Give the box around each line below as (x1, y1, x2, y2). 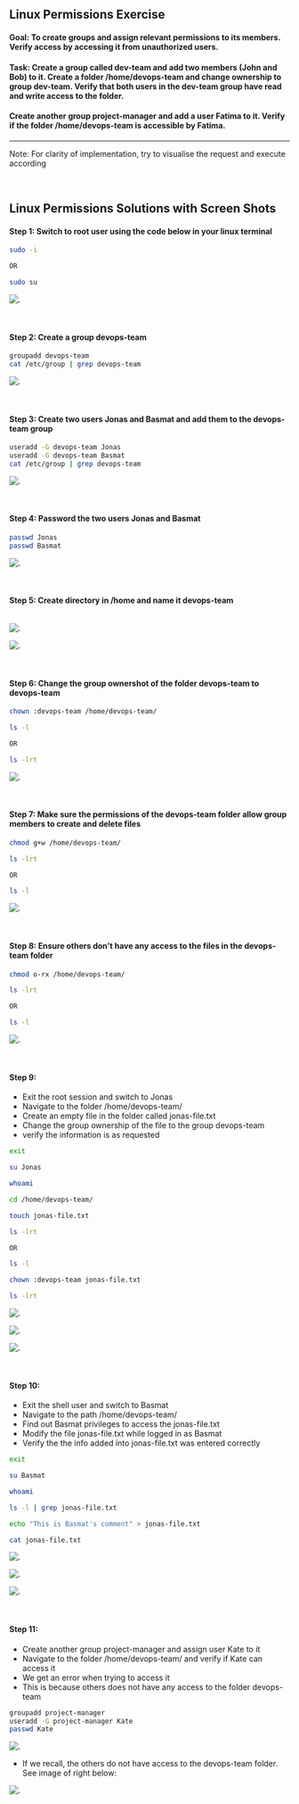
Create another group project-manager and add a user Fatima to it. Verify (9, 111, 286, 121)
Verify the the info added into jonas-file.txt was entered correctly (21, 1437, 261, 1448)
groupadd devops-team (9, 351, 90, 360)
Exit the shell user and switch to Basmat (21, 1400, 169, 1411)
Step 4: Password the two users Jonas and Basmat (9, 513, 201, 524)
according (9, 158, 47, 169)
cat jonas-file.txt (9, 1536, 82, 1545)
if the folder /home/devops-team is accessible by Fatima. (9, 120, 226, 131)
